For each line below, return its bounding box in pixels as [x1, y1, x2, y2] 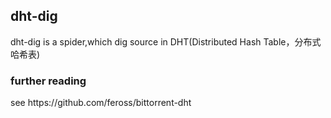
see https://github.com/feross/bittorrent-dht [10, 97, 192, 109]
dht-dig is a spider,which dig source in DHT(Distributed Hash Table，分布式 [10, 35, 322, 48]
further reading [10, 74, 87, 88]
